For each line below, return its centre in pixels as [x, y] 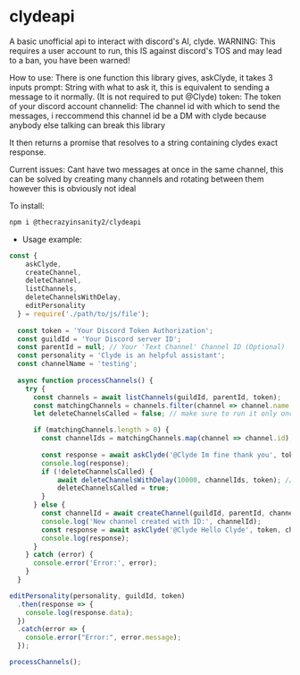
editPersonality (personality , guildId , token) [97, 596]
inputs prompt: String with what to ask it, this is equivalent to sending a [140, 87]
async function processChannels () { [85, 380]
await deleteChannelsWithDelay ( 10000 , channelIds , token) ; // [175, 480]
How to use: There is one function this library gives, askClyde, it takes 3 [142, 77]
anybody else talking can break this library [87, 125]
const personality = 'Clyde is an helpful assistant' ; [121, 355]
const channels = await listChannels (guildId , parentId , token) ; [157, 397]
